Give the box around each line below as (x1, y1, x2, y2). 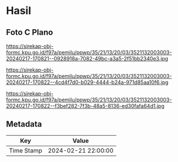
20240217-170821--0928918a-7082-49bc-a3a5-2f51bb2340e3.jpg (6, 55, 169, 62)
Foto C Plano (6, 27, 53, 37)
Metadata (6, 119, 42, 129)
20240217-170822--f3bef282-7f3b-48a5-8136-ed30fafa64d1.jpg (6, 103, 165, 109)
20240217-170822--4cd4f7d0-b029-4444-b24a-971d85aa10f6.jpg (6, 79, 169, 86)
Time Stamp (9, 146, 43, 154)
